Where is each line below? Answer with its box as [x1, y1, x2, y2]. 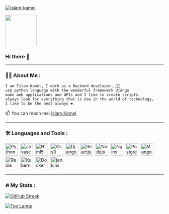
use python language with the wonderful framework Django [5, 88, 129, 93]
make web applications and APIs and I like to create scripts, [5, 92, 141, 97]
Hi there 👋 [5, 53, 30, 60]
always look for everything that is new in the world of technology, [5, 96, 154, 101]
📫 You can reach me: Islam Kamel [5, 110, 76, 116]
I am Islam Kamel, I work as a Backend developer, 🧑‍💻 [5, 83, 121, 88]
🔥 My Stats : [5, 181, 36, 188]
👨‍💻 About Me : [5, 72, 41, 79]
